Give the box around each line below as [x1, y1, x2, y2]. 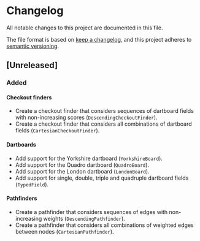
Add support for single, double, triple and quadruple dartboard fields [15, 174, 189, 182]
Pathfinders [6, 194, 37, 202]
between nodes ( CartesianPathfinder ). [15, 228, 115, 235]
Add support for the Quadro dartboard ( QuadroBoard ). [15, 161, 149, 169]
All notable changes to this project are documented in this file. [6, 24, 163, 31]
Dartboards [6, 141, 37, 148]
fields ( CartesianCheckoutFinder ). [15, 127, 100, 134]
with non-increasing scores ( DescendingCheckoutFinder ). [15, 114, 158, 121]
